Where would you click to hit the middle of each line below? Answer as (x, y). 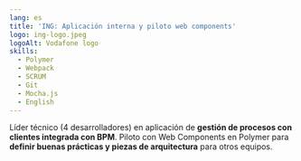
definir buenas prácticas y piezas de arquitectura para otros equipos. (141, 147)
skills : (24, 52)
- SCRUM (32, 77)
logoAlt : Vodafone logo (54, 43)
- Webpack (36, 69)
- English (36, 102)
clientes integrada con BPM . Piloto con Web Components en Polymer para (149, 137)
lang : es (26, 18)
